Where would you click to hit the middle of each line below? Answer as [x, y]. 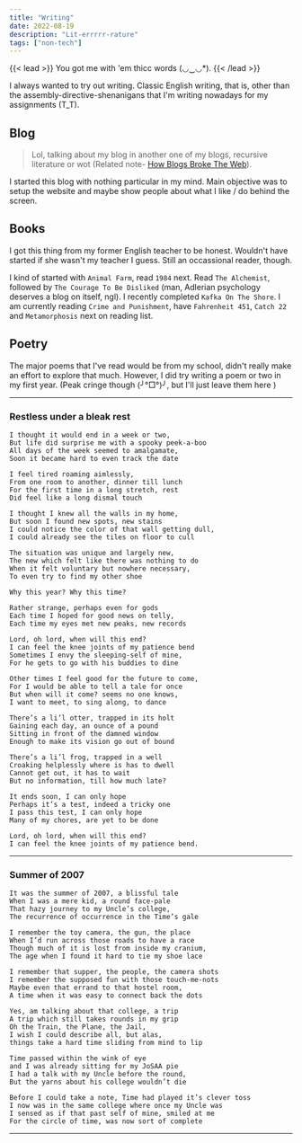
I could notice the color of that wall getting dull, [112, 529]
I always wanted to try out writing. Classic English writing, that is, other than [150, 85]
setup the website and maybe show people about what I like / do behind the [150, 191]
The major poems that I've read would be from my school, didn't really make [151, 366]
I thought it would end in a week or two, [90, 435]
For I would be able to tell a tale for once [96, 687]
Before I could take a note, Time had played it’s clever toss [130, 1098]
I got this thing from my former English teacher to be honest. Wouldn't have [149, 250]
